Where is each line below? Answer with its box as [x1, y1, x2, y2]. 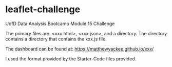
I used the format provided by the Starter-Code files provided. [5, 55, 137, 62]
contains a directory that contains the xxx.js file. [5, 36, 107, 42]
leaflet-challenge [5, 4, 81, 15]
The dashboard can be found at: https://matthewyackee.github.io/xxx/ [5, 46, 154, 52]
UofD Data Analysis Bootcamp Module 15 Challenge [5, 20, 115, 27]
